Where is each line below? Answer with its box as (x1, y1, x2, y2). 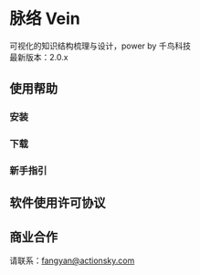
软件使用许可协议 (9, 196, 106, 211)
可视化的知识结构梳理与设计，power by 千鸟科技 (9, 40, 192, 51)
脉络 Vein (9, 8, 80, 29)
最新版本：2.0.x (9, 51, 68, 62)
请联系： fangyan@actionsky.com (9, 255, 135, 266)
